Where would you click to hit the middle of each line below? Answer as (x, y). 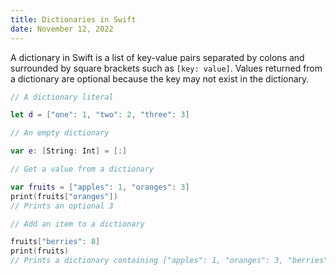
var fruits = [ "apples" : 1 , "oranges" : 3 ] (100, 187)
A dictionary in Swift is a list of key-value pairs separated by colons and (157, 57)
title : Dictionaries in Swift (73, 19)
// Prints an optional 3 (62, 206)
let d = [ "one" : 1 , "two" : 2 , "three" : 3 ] (100, 115)
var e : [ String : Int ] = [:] (69, 151)
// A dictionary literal (62, 97)
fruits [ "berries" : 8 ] (55, 242)
